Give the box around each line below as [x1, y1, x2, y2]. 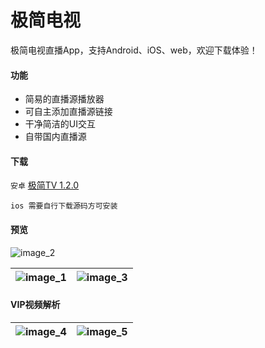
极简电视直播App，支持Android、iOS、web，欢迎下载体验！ [10, 44, 258, 56]
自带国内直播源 [24, 131, 87, 143]
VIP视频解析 [10, 299, 61, 311]
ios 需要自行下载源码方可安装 [10, 201, 118, 211]
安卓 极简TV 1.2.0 [10, 179, 80, 191]
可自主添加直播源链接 [24, 106, 113, 118]
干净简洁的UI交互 [24, 118, 96, 130]
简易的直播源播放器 [24, 93, 105, 105]
